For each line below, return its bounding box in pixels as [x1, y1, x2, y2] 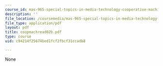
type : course [5, 34, 32, 39]
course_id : [5, 7, 27, 12]
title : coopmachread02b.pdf [5, 30, 62, 34]
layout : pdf [5, 25, 29, 30]
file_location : [5, 16, 36, 21]
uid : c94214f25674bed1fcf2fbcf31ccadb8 [5, 39, 86, 44]
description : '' [5, 12, 38, 16]
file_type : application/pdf [5, 20, 62, 26]
